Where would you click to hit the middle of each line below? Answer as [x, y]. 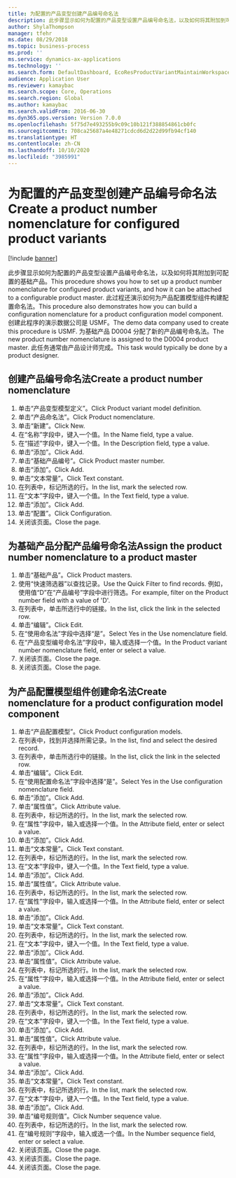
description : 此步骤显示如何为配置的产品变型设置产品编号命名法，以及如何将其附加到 [117, 20]
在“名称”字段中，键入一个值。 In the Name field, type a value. [106, 434]
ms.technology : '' [35, 66]
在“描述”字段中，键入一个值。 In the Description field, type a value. [114, 443]
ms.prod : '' [25, 53]
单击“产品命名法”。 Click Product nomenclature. [86, 416]
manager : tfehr [30, 33]
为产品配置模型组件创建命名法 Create [88, 691]
